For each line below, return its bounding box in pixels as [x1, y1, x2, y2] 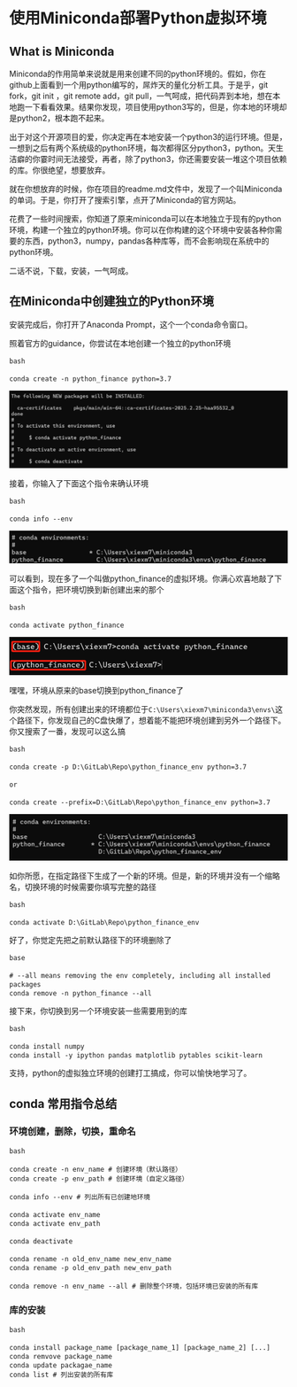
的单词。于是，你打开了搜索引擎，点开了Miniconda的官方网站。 [9, 195, 241, 205]
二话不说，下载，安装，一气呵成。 [9, 266, 133, 275]
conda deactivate [9, 1237, 73, 1246]
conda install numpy [9, 1042, 86, 1051]
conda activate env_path [9, 1220, 101, 1228]
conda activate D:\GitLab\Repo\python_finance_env [9, 918, 200, 927]
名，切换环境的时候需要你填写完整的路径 [9, 882, 156, 893]
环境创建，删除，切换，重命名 [9, 1125, 137, 1137]
